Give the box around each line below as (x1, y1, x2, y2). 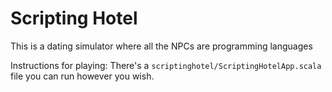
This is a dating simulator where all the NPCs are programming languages (10, 40, 313, 52)
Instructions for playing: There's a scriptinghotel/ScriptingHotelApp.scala (10, 59, 322, 71)
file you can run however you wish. (10, 70, 155, 82)
